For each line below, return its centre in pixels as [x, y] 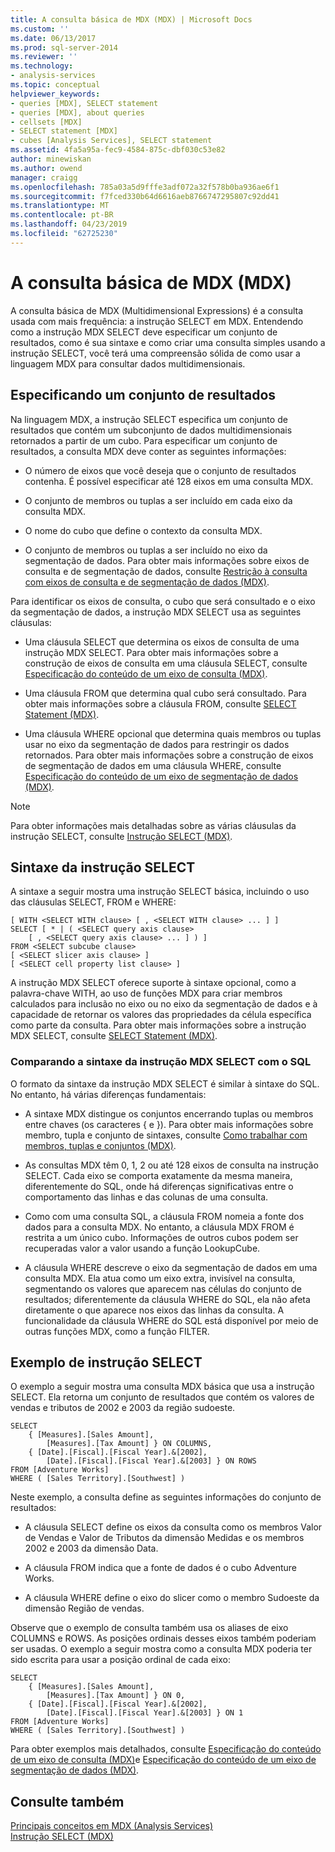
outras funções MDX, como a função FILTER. [117, 1331]
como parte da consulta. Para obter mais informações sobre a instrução [158, 1025]
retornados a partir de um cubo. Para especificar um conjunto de [144, 440]
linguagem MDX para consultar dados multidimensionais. [128, 363]
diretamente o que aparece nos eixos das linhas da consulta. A [154, 1310]
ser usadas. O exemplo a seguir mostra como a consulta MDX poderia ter [161, 1649]
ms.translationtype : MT [60, 206]
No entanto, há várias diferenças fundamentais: [108, 1094]
